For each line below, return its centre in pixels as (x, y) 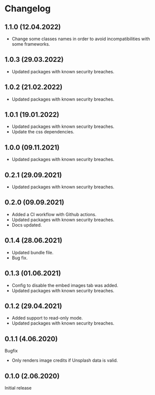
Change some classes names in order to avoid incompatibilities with (81, 39)
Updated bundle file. (33, 252)
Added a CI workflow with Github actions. (54, 214)
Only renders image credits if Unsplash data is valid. (65, 360)
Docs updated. (27, 225)
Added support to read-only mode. (47, 318)
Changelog (28, 9)
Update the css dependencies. (43, 132)
